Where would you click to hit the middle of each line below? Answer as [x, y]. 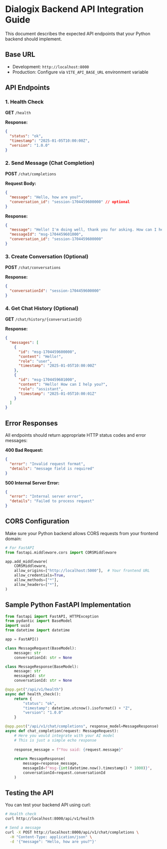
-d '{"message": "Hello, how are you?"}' [53, 842]
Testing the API [29, 793]
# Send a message [23, 828]
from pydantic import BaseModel [39, 621]
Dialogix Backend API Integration [75, 9]
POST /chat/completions [31, 174]
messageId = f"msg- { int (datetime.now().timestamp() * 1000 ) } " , [88, 768]
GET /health [18, 113]
